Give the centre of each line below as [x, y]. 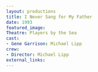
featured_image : [26, 28]
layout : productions [31, 11]
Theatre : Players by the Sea [41, 33]
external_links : [26, 60]
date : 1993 [19, 22]
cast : [13, 38]
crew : [13, 49]
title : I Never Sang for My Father [49, 17]
